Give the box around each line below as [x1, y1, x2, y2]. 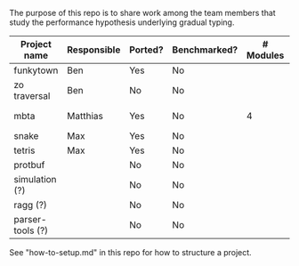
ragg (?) [13, 199, 47, 211]
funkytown [13, 64, 59, 77]
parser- [13, 214, 47, 225]
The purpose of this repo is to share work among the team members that [9, 8, 276, 18]
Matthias [66, 110, 104, 122]
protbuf [13, 159, 45, 171]
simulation [13, 173, 57, 185]
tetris [13, 144, 36, 157]
